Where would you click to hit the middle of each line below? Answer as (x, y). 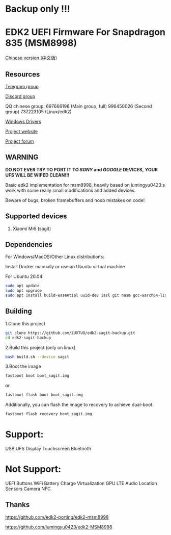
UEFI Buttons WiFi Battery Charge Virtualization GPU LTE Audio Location (81, 483)
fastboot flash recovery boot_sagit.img (49, 414)
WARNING (22, 157)
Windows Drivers (23, 121)
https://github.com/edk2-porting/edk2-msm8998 (57, 517)
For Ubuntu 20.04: (25, 276)
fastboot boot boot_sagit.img (37, 376)
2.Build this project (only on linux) (40, 347)
